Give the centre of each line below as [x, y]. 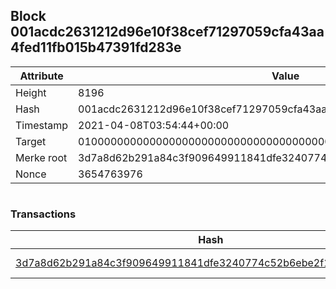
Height [31, 92]
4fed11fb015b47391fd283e [96, 47]
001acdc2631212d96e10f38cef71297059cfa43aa [167, 32]
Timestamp [42, 125]
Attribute [41, 76]
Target [31, 141]
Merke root [41, 157]
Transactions [43, 214]
